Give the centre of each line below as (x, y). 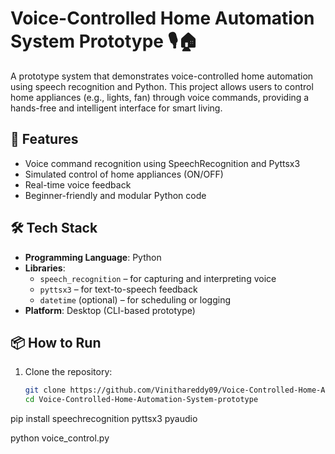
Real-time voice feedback (78, 184)
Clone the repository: (68, 372)
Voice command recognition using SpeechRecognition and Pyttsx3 (162, 163)
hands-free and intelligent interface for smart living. (116, 108)
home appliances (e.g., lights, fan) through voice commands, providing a (160, 97)
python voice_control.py (60, 438)
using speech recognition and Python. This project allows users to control (162, 86)
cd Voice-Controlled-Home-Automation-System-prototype (141, 400)
